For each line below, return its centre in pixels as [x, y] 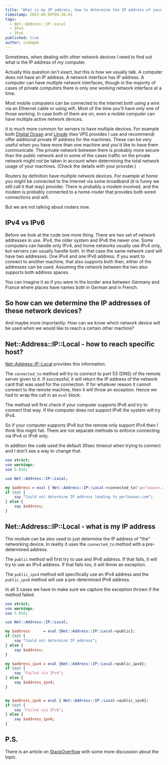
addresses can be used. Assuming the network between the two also [76, 267]
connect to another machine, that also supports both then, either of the [78, 261]
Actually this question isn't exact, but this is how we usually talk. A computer [84, 72]
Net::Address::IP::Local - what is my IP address [80, 527]
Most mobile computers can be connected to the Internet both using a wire [82, 103]
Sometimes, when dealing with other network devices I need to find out [79, 57]
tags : [11, 19]
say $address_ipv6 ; [34, 719]
